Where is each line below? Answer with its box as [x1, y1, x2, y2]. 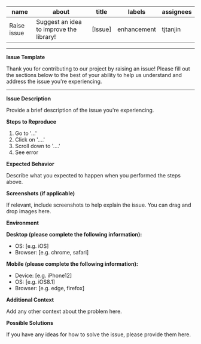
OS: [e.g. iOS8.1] [14, 278, 56, 285]
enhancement [117, 25, 157, 33]
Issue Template [6, 54, 45, 60]
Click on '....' [14, 136, 45, 143]
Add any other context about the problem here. [6, 308, 123, 315]
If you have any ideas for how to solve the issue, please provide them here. [6, 331, 191, 338]
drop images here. [6, 208, 51, 214]
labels [127, 8, 146, 16]
